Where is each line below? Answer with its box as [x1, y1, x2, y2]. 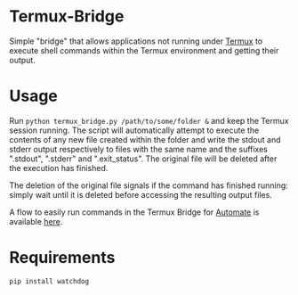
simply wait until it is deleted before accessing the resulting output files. [9, 189, 273, 200]
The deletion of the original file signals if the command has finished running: [9, 180, 289, 191]
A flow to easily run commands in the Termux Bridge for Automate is [9, 207, 260, 217]
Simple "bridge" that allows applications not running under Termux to [9, 36, 263, 46]
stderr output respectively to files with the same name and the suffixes [9, 143, 269, 154]
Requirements [9, 248, 116, 268]
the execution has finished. [9, 162, 109, 173]
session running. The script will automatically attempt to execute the [9, 125, 260, 135]
